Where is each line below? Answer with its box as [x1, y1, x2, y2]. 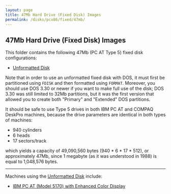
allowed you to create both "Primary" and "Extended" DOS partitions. [5, 96, 151, 103]
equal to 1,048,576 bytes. [5, 159, 59, 165]
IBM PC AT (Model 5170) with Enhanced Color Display [12, 183, 126, 189]
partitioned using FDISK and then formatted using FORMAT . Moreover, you [5, 80, 155, 86]
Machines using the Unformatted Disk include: [5, 173, 103, 179]
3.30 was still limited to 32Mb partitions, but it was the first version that [5, 91, 154, 97]
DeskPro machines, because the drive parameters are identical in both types [5, 112, 166, 118]
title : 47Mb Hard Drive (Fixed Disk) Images [5, 12, 101, 17]
